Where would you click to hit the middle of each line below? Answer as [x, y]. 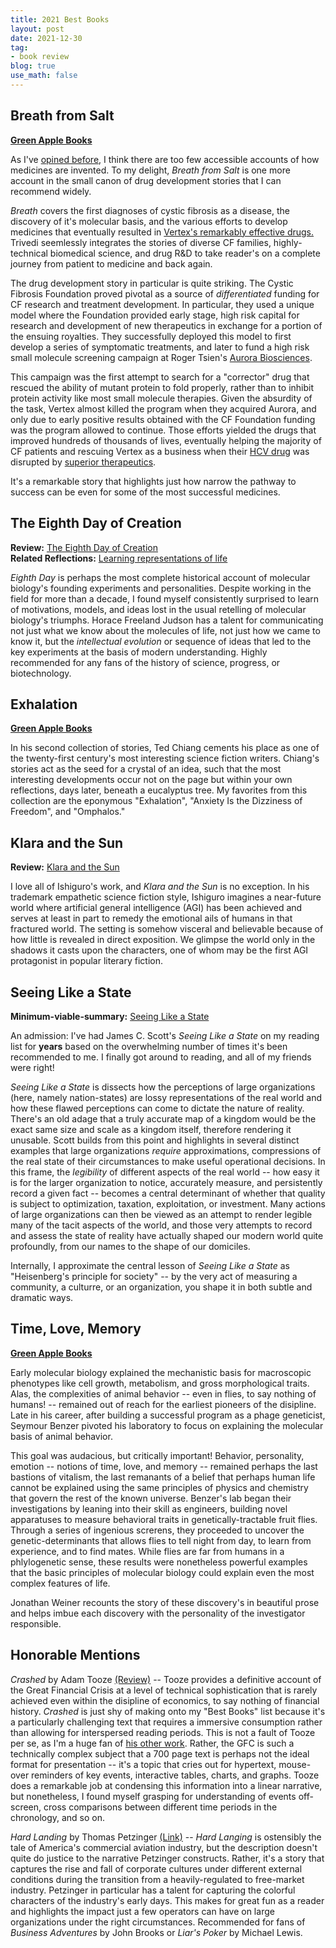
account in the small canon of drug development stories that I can [146, 180]
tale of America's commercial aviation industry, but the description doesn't [164, 1847]
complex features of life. [60, 1583]
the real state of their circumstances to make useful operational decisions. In [168, 1161]
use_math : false [44, 76]
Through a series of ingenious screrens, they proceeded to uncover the [157, 1530]
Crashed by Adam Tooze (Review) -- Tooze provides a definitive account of [166, 1679]
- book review [40, 57]
